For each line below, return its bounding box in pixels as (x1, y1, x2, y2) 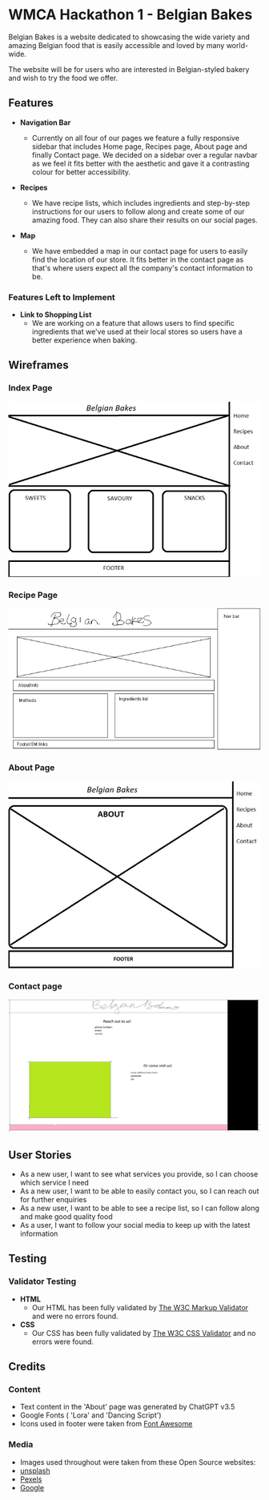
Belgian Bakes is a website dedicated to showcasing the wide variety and (8, 32, 251, 42)
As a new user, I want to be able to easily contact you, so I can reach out (19, 1186, 259, 1196)
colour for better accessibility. (31, 166, 130, 177)
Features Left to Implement (8, 291, 116, 303)
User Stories (8, 1148, 72, 1161)
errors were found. (31, 1337, 94, 1346)
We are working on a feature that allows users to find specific (31, 319, 235, 328)
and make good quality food (19, 1212, 114, 1221)
